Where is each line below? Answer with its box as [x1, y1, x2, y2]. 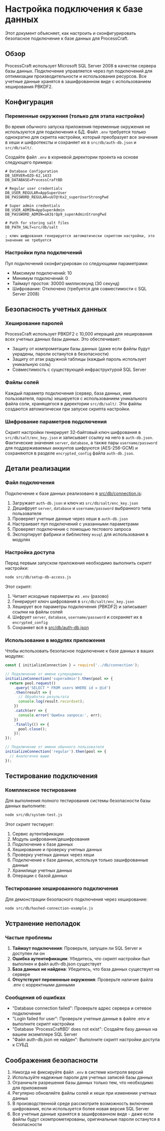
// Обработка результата [18, 695, 69, 700]
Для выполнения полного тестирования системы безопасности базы [5, 798, 151, 804]
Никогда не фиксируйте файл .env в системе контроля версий [12, 1069, 143, 1075]
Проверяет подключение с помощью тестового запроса [12, 526, 132, 532]
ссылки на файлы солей [12, 609, 63, 614]
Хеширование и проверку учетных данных [12, 847, 102, 853]
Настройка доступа [5, 549, 55, 555]
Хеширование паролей [5, 320, 63, 327]
